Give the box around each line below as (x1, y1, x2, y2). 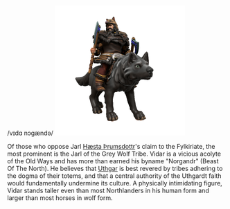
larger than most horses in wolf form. (7, 194, 113, 202)
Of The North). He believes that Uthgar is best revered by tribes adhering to (7, 165, 223, 172)
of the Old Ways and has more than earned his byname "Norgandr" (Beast (7, 157, 220, 165)
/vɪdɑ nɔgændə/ (7, 129, 54, 137)
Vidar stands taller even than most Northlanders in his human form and (7, 186, 209, 194)
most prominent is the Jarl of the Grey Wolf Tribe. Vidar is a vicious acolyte (7, 149, 222, 158)
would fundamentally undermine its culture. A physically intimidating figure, (7, 179, 223, 187)
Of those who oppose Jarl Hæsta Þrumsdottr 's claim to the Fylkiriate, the (7, 143, 215, 150)
